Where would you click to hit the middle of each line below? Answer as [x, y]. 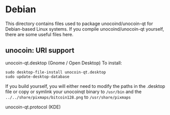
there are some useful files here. [40, 34]
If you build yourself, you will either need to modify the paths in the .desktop [85, 86]
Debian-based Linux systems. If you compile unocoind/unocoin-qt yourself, [85, 29]
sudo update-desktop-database [38, 77]
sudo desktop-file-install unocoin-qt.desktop [56, 72]
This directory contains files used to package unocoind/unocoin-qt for [79, 24]
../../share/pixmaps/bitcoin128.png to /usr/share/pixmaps [68, 97]
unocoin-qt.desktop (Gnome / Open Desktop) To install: [64, 63]
